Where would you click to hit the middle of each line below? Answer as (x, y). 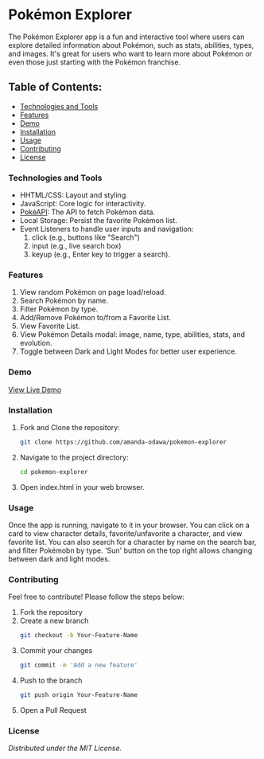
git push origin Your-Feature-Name (79, 695)
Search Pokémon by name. (64, 301)
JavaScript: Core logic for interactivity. (83, 204)
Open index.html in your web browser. (82, 487)
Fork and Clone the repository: (70, 427)
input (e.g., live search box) (76, 246)
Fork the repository (51, 612)
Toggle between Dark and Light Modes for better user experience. (128, 351)
